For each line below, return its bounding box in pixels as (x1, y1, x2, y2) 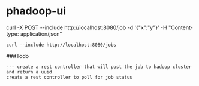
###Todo (6, 52, 29, 59)
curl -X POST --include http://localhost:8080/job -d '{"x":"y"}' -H (6, 24, 167, 31)
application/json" (20, 30, 62, 37)
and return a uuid (6, 69, 52, 75)
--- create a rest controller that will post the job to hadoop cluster (6, 64, 192, 70)
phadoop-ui (6, 4, 67, 18)
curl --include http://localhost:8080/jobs (6, 42, 117, 48)
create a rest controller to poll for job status (6, 74, 133, 80)
